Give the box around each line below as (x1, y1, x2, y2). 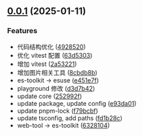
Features (7, 26, 38, 36)
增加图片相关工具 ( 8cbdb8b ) (16, 68, 98, 76)
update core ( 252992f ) (16, 92, 82, 100)
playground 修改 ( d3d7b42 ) (16, 84, 96, 92)
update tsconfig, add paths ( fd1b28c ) (16, 113, 122, 122)
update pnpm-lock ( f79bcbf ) (16, 106, 98, 115)
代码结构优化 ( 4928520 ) (16, 43, 86, 51)
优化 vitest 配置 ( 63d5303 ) (16, 51, 93, 59)
